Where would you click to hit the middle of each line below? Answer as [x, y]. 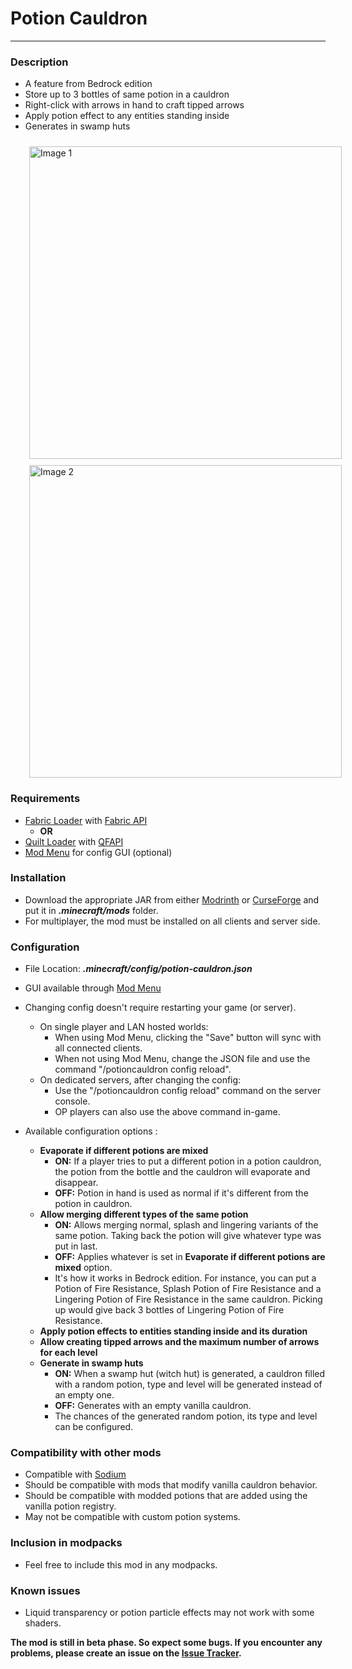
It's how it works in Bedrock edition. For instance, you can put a [185, 1278]
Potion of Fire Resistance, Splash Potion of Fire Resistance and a [188, 1289]
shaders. [43, 1623]
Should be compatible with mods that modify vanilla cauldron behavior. [171, 1485]
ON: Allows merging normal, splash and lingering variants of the [186, 1225]
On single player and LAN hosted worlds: [124, 1027]
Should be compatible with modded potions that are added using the [166, 1496]
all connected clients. [98, 1048]
